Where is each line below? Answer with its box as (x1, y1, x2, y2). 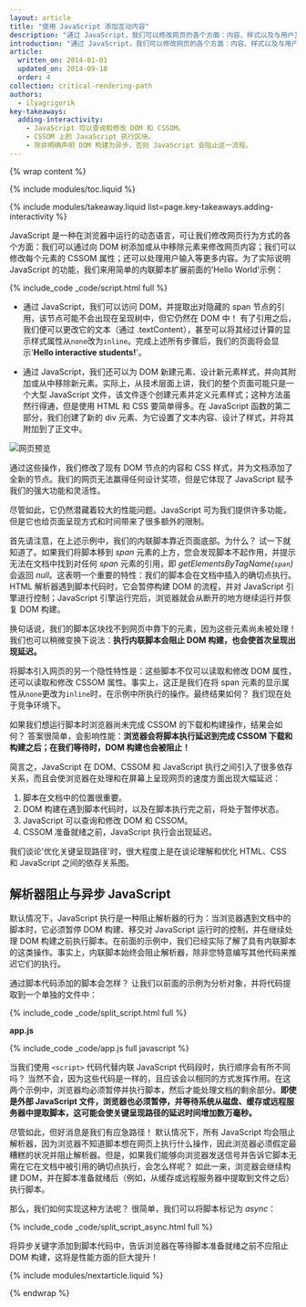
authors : (9, 90, 43, 99)
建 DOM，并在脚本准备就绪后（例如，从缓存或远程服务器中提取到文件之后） (9, 1172, 294, 1183)
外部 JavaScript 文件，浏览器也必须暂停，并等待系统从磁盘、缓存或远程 (16, 1095, 287, 1106)
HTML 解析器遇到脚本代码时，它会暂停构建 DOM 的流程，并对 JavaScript (9, 581, 284, 592)
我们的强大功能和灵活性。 (9, 485, 106, 496)
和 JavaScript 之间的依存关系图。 (9, 857, 135, 868)
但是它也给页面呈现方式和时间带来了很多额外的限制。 (9, 515, 209, 526)
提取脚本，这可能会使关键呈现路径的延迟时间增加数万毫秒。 (33, 1107, 257, 1118)
